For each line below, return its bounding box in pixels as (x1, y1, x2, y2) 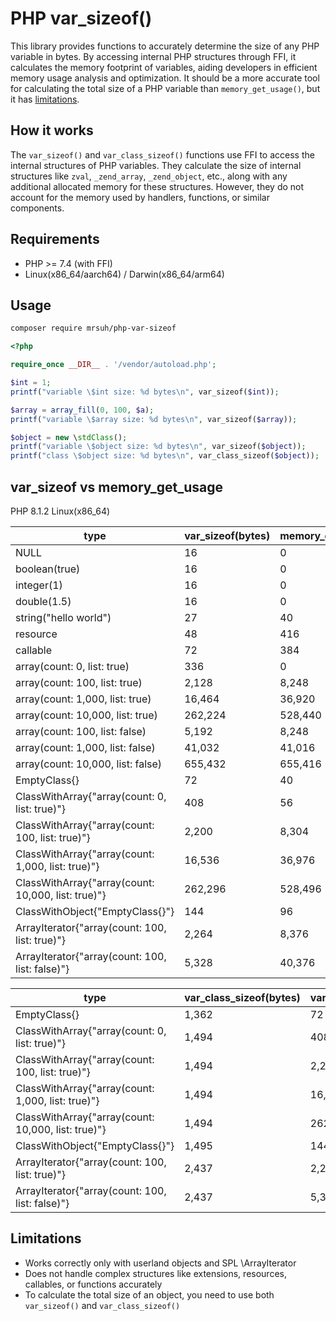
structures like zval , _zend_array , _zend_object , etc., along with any (10, 170, 288, 182)
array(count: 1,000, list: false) (15, 740, 156, 754)
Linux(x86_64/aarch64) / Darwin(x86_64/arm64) (24, 268, 225, 280)
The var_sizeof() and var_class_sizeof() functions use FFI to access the (10, 148, 315, 161)
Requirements (10, 231, 100, 248)
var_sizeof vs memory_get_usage (10, 478, 224, 496)
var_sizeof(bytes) (184, 528, 271, 542)
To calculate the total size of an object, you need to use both (24, 1288, 275, 1301)
